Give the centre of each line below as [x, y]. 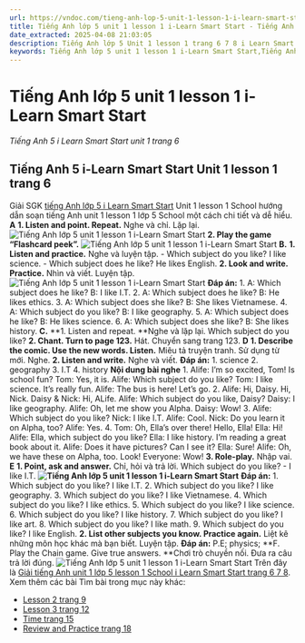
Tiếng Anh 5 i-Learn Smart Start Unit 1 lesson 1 [144, 169]
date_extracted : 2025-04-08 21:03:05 [81, 35]
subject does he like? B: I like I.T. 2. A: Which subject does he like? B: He [144, 292]
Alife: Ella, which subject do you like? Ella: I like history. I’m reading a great [148, 437]
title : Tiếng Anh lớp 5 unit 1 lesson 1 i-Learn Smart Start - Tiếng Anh [152, 26]
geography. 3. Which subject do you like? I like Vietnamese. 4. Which [138, 495]
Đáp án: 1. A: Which [244, 282]
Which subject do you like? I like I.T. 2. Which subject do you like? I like [142, 485]
